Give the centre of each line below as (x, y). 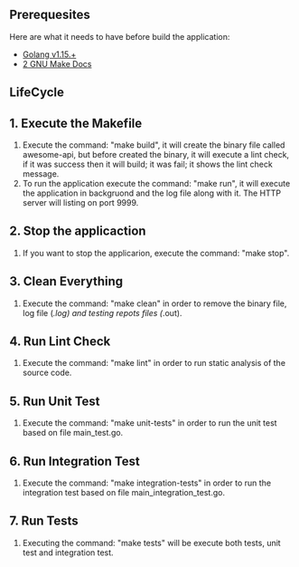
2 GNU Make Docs (57, 63)
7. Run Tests (44, 521)
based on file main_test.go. (73, 433)
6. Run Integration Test (75, 461)
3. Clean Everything (66, 281)
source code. (47, 373)
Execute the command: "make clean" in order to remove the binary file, (154, 303)
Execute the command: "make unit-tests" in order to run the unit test (149, 423)
